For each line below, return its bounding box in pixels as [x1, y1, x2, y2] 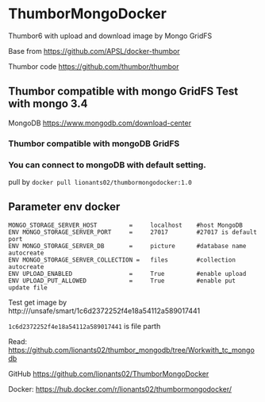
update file [8, 283, 48, 292]
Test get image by [8, 297, 67, 307]
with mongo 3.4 [8, 97, 88, 111]
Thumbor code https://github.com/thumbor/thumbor [8, 61, 179, 71]
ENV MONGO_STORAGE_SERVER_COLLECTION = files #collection [8, 255, 236, 264]
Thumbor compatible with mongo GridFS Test [8, 85, 239, 98]
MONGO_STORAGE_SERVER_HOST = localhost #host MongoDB [8, 221, 244, 229]
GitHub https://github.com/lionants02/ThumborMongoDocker [8, 369, 209, 378]
